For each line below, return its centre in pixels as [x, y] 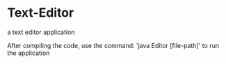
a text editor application [41, 32]
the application [29, 53]
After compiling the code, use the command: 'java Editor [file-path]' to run [113, 45]
